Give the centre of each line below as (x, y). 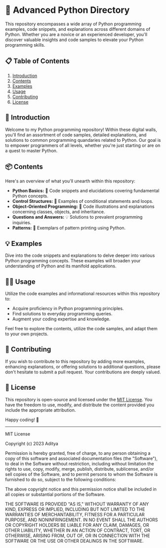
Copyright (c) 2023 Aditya (32, 443)
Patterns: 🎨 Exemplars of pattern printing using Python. (69, 228)
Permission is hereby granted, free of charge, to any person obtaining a (78, 453)
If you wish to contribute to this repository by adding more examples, (75, 361)
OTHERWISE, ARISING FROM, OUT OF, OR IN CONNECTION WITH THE (78, 536)
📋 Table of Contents (38, 61)
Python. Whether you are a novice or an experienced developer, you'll (76, 34)
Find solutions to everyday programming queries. (62, 314)
